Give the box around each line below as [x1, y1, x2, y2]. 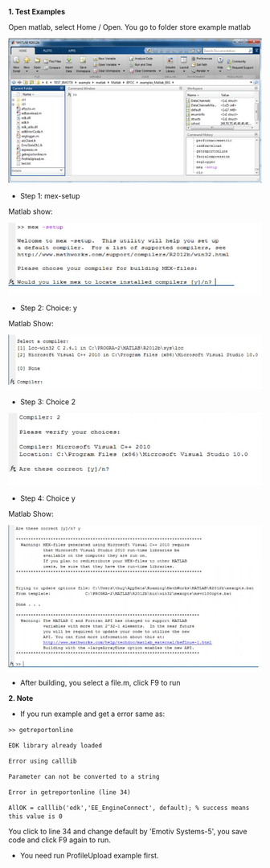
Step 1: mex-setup [19, 191, 80, 200]
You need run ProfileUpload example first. [19, 851, 159, 860]
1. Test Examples [8, 7, 66, 16]
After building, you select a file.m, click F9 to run [19, 678, 181, 687]
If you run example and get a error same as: [19, 709, 166, 719]
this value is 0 [8, 813, 63, 821]
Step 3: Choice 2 [19, 397, 76, 407]
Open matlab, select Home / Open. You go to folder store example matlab [8, 23, 252, 31]
